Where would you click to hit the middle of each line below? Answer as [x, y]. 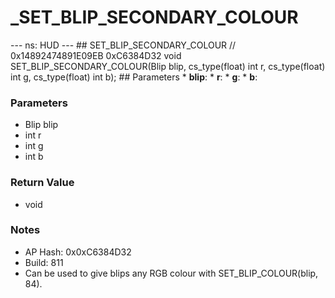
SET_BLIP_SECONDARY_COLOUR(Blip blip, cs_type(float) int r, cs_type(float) [168, 66]
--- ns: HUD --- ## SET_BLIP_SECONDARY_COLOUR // [123, 45]
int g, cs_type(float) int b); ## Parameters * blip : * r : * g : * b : [134, 77]
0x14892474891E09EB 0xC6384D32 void [96, 55]
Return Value [42, 183]
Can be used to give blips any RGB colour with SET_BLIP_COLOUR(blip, [171, 273]
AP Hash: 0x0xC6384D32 [78, 252]
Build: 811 [44, 262]
